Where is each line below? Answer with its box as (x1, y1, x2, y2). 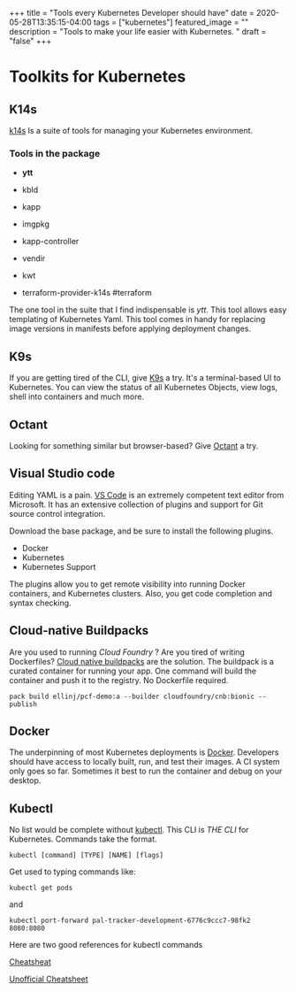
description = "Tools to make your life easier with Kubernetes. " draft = (9, 27, 267, 36)
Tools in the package (9, 147, 101, 159)
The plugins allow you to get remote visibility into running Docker (9, 579, 246, 589)
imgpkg (21, 219, 50, 229)
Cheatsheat (9, 957, 51, 967)
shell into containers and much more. (9, 391, 144, 402)
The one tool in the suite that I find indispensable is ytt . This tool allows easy (9, 304, 287, 315)
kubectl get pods (9, 884, 73, 893)
